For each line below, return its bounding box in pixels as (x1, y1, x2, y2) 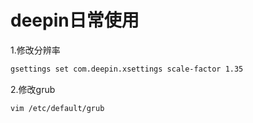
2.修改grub (10, 83, 56, 95)
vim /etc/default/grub (10, 103, 105, 113)
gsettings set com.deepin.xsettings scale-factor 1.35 (10, 64, 244, 74)
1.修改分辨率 (10, 44, 61, 56)
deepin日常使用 (10, 9, 140, 32)
